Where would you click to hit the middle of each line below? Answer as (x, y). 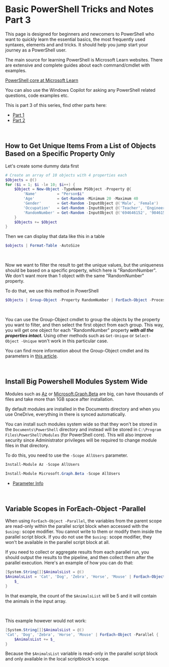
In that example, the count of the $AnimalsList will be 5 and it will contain (81, 595)
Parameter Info (28, 483)
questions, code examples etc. (37, 95)
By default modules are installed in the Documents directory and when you (82, 409)
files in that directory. (27, 445)
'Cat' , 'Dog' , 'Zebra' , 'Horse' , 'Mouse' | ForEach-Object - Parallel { (82, 634)
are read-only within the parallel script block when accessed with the (77, 526)
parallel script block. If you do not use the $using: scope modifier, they (79, 537)
